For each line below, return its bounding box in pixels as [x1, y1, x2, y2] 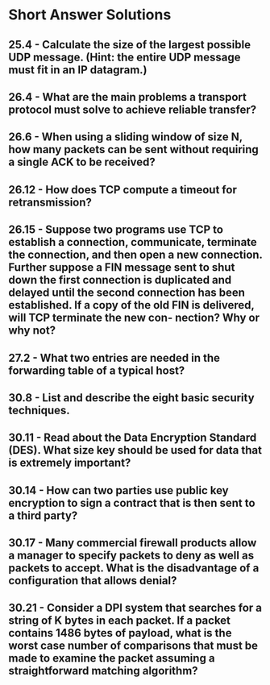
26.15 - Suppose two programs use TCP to [8, 223, 224, 237]
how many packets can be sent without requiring [8, 143, 260, 156]
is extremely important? [8, 456, 131, 470]
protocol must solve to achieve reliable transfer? [8, 102, 257, 116]
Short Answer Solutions [8, 6, 172, 24]
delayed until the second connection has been [8, 286, 246, 300]
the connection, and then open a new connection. [8, 248, 263, 262]
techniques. [8, 403, 70, 417]
